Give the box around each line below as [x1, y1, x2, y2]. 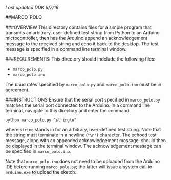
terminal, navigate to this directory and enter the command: [5, 108, 131, 113]
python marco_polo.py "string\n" [5, 117, 77, 123]
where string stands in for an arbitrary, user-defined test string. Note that [5, 127, 161, 132]
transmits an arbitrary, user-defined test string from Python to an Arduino [5, 30, 160, 35]
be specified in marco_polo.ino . [5, 148, 72, 154]
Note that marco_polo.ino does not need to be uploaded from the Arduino [5, 158, 160, 164]
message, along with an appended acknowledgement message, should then [5, 137, 166, 143]
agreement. [5, 87, 30, 93]
